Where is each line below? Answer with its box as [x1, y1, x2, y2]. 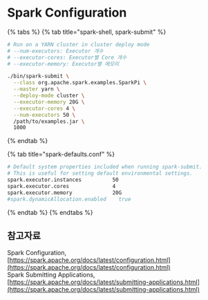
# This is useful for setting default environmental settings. [7, 170, 193, 177]
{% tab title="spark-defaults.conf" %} [7, 150, 115, 158]
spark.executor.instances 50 [7, 176, 119, 184]
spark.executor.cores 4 [7, 182, 116, 189]
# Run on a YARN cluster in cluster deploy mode [7, 41, 150, 48]
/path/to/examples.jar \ [13, 118, 85, 125]
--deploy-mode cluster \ [13, 92, 85, 100]
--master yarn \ [13, 86, 60, 93]
